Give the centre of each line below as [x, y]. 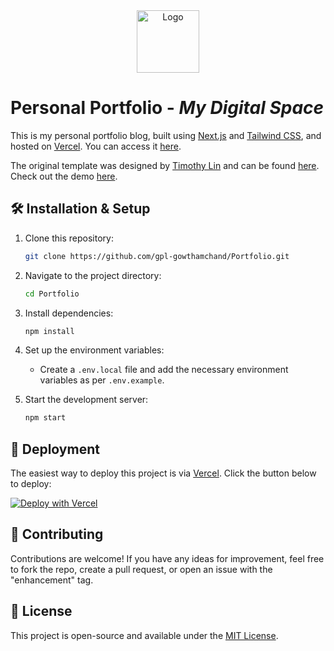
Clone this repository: [69, 238]
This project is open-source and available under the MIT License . [144, 635]
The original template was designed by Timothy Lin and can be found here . [165, 165]
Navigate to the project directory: [93, 275]
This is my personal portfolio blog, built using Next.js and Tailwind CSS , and [166, 135]
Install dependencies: [69, 313]
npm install [49, 331]
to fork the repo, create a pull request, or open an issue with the [141, 569]
